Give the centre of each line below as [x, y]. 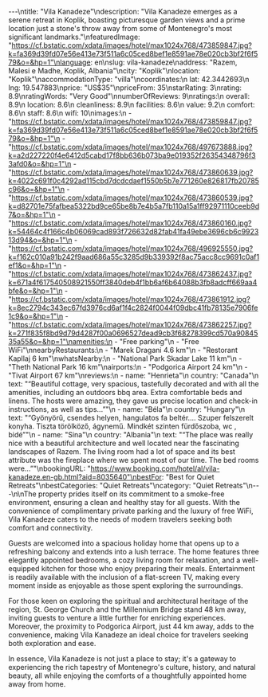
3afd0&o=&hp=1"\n [40, 164]
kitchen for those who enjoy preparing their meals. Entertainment [148, 568]
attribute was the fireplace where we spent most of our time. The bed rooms [134, 460]
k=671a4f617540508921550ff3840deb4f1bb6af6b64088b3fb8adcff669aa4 [133, 282]
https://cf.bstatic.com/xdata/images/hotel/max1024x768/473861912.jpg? [131, 299]
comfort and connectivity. [51, 528]
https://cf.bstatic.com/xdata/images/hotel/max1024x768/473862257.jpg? [132, 325]
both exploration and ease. [52, 643]
